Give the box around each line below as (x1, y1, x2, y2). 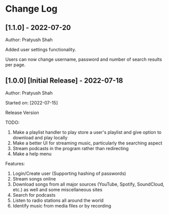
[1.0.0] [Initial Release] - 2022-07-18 (5, 77, 123, 85)
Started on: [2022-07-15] (5, 99, 58, 105)
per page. (5, 62, 26, 67)
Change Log (5, 3, 58, 15)
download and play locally (12, 134, 68, 140)
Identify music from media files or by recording (12, 202, 111, 208)
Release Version (5, 110, 39, 116)
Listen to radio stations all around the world (12, 197, 104, 203)
